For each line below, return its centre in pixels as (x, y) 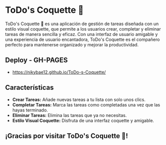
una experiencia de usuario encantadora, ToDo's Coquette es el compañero (83, 39)
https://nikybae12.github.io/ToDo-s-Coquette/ (59, 72)
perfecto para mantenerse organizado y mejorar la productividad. (72, 44)
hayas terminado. (30, 110)
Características (29, 88)
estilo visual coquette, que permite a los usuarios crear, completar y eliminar (83, 29)
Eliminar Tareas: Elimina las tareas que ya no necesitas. (70, 115)
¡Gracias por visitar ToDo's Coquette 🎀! (67, 136)
